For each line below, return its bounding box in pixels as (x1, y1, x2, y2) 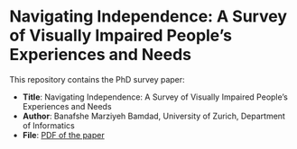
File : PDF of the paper (22, 129, 106, 140)
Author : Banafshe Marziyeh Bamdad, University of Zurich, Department (22, 110, 286, 121)
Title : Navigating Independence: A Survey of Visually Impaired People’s (22, 92, 289, 102)
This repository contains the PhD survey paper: (9, 74, 185, 84)
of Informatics (22, 119, 75, 131)
